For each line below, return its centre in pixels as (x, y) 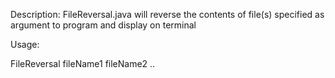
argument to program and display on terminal (103, 25)
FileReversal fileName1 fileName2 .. (83, 63)
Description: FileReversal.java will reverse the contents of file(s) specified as (167, 14)
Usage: (25, 44)
